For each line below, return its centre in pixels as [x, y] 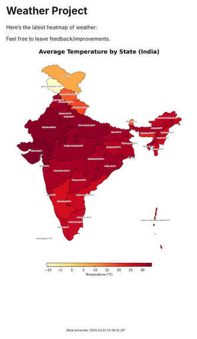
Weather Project [47, 11]
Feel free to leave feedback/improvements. [58, 38]
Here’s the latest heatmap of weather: [52, 27]
